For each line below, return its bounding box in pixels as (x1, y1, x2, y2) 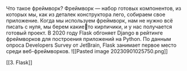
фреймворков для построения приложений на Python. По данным (6, 36, 171, 42)
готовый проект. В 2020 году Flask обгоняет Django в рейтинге (6, 29, 163, 36)
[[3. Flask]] (6, 59, 33, 66)
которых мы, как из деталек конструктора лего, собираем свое (6, 11, 165, 18)
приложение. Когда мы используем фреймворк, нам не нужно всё (6, 17, 174, 24)
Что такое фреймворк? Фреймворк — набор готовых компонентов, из (6, 5, 182, 12)
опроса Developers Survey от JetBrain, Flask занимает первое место (6, 42, 177, 48)
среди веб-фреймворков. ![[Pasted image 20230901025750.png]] (6, 48, 168, 54)
